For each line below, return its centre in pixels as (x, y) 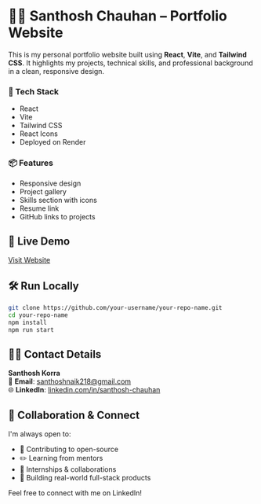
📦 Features (31, 163)
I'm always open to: (40, 434)
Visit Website (29, 260)
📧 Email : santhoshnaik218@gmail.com (70, 381)
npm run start (31, 329)
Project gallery (43, 191)
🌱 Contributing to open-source (69, 449)
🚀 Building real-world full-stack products (85, 478)
